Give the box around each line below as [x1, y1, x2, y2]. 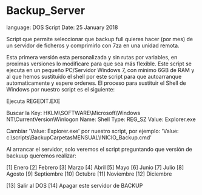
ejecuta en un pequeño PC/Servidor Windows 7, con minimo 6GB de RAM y [6, 66, 195, 73]
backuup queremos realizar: [6, 152, 77, 159]
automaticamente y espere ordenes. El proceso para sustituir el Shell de [6, 79, 186, 87]
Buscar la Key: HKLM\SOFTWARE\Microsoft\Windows [6, 109, 141, 116]
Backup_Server [6, 4, 86, 18]
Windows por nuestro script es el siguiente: [6, 85, 115, 93]
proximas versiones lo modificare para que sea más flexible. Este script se [6, 60, 192, 67]
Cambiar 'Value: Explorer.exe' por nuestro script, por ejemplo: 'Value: [6, 127, 179, 134]
